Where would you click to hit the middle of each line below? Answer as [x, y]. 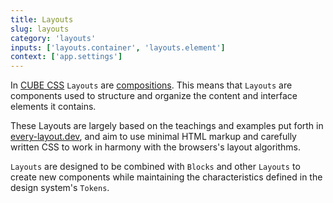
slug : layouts [40, 29]
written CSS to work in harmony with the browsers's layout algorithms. [155, 147]
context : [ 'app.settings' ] [66, 57]
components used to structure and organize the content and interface [154, 96]
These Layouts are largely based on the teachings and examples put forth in [167, 126]
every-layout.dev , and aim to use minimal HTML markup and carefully [153, 137]
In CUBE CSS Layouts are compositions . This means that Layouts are [151, 85]
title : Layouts [42, 19]
